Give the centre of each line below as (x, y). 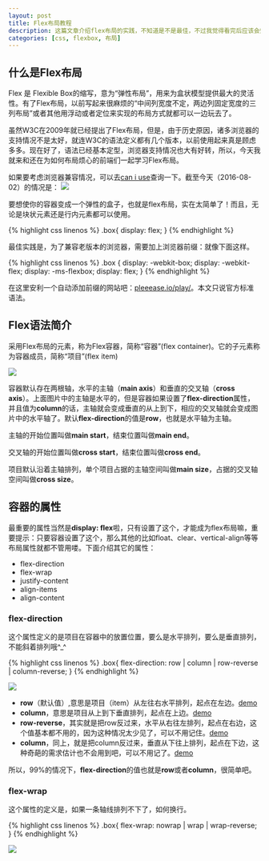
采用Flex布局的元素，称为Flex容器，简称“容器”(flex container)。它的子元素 (131, 346)
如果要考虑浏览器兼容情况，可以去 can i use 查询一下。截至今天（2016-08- (130, 178)
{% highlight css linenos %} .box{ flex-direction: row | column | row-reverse (133, 663)
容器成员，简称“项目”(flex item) (66, 356)
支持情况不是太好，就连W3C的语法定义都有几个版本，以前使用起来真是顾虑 (132, 140)
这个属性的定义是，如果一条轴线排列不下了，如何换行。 (99, 810)
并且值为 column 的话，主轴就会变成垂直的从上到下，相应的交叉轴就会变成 (130, 408)
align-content (42, 598)
